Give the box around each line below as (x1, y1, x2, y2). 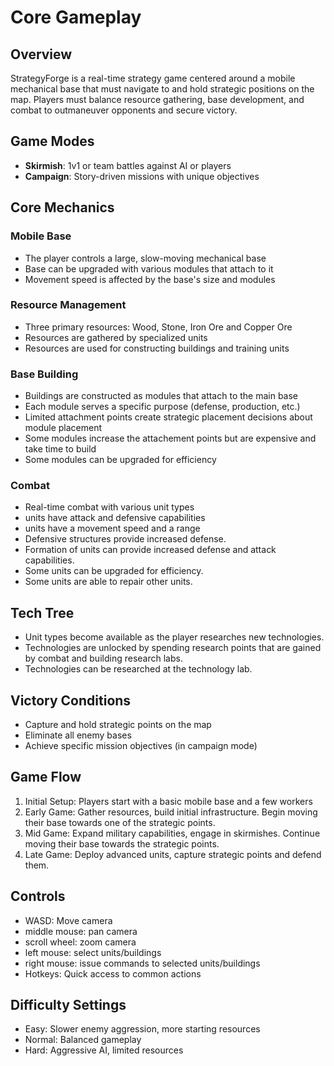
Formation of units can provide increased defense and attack (24, 544, 277, 556)
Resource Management (10, 298, 127, 312)
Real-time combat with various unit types (24, 501, 195, 513)
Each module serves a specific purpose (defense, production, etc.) (24, 401, 301, 413)
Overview (10, 46, 73, 63)
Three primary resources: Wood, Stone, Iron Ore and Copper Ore (24, 321, 293, 333)
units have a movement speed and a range (24, 522, 201, 535)
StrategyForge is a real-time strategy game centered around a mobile (10, 72, 296, 84)
